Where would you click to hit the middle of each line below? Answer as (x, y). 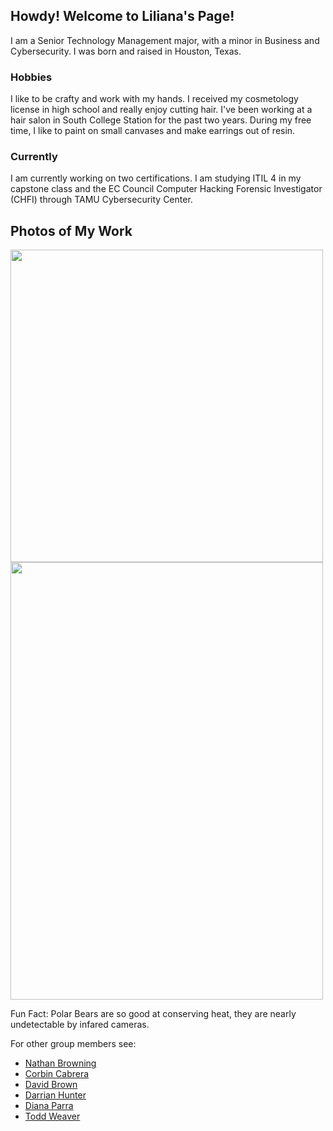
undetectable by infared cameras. (80, 1025)
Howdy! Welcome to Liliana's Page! (122, 16)
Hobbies (31, 77)
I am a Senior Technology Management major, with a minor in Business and (165, 40)
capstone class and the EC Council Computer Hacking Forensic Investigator (166, 189)
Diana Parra (49, 1106)
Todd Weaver (52, 1116)
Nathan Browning (60, 1063)
